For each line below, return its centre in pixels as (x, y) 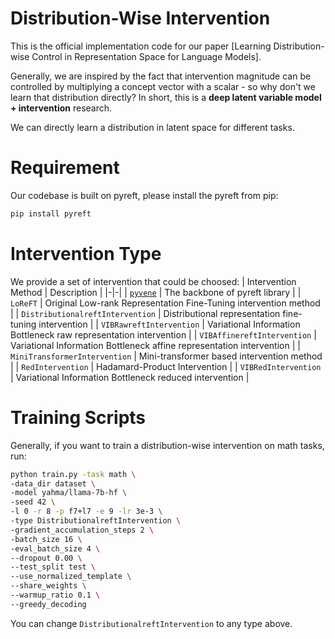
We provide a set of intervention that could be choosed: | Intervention (153, 281)
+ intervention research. (61, 108)
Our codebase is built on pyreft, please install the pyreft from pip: (144, 195)
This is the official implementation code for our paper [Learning (141, 46)
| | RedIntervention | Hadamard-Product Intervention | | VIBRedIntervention (166, 366)
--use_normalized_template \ (71, 577)
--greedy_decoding (48, 604)
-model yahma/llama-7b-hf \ (69, 493)
